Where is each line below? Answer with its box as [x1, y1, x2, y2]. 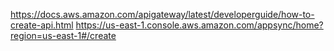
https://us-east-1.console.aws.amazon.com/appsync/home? [75, 19, 324, 31]
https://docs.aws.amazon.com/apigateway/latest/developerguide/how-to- [10, 9, 315, 20]
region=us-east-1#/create [10, 30, 117, 41]
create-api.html [10, 19, 74, 31]
